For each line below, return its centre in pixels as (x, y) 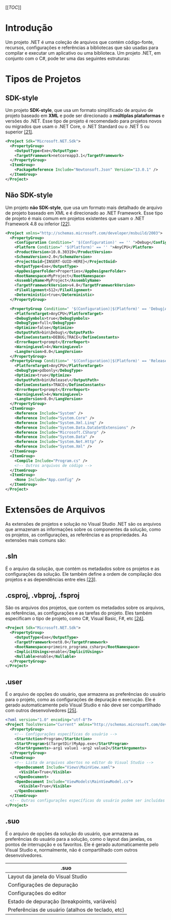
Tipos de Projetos (43, 79)
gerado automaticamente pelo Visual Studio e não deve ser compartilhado (83, 705)
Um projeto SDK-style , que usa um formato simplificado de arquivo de (79, 110)
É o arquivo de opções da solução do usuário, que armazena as (72, 833)
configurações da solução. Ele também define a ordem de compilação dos (83, 574)
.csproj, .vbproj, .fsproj (42, 595)
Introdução (29, 28)
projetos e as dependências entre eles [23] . (51, 579)
